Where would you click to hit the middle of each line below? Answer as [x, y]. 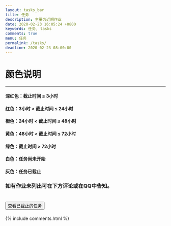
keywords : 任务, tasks [28, 29]
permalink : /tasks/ [26, 43]
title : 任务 [17, 15]
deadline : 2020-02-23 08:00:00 [38, 48]
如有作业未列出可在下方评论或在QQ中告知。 [59, 186]
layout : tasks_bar [25, 10]
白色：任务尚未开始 [25, 159]
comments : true [21, 34]
